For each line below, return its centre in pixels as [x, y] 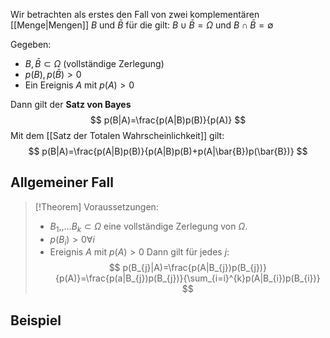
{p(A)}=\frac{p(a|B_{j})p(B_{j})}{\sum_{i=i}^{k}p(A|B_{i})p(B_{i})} [187, 278]
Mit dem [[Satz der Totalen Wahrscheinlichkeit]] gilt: [117, 135]
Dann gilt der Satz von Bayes [71, 104]
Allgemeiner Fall [62, 182]
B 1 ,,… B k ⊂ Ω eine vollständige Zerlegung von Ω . [148, 227]
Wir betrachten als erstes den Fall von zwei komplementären [135, 14]
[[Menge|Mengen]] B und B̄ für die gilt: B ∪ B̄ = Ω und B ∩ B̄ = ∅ [142, 25]
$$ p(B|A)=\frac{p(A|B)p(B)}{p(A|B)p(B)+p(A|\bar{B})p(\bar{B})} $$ [168, 151]
